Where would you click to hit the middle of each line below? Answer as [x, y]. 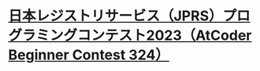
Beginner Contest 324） [89, 55]
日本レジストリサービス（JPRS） [115, 16]
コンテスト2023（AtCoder [165, 35]
